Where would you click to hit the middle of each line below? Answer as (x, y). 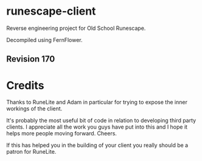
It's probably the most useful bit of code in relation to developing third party (101, 121)
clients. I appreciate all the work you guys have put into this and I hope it (97, 127)
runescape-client (51, 11)
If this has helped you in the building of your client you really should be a (97, 145)
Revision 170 (31, 59)
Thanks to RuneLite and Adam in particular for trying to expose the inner (97, 102)
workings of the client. (34, 109)
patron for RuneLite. (31, 152)
